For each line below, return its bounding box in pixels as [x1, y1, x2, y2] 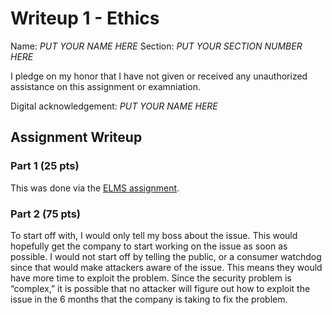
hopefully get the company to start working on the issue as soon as [10, 240, 288, 252]
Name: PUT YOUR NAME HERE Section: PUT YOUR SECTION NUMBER [10, 40, 303, 52]
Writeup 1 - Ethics [10, 7, 160, 30]
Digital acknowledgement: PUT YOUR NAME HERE [10, 100, 218, 112]
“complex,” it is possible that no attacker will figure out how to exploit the [10, 282, 311, 294]
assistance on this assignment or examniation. [10, 80, 201, 92]
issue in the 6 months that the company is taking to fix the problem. [10, 293, 288, 305]
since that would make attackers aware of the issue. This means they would [10, 261, 323, 273]
